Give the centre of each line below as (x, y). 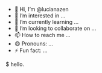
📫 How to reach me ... (42, 35)
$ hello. (15, 64)
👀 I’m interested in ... (40, 16)
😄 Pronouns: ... (34, 44)
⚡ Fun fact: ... (31, 50)
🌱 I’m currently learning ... (46, 22)
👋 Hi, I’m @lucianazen (41, 9)
